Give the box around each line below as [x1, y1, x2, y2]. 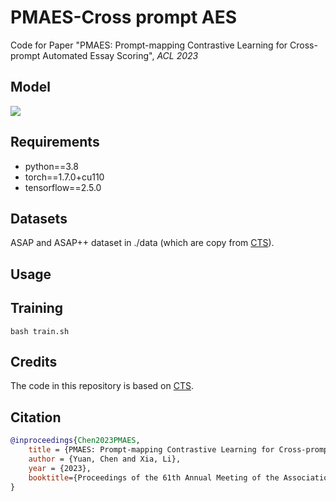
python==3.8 [24, 160, 79, 172]
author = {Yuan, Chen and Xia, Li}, [28, 454, 182, 464]
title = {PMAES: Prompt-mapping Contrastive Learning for [28, 445, 275, 455]
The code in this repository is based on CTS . [10, 380, 194, 392]
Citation [10, 409, 62, 426]
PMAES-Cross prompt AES [10, 6, 238, 29]
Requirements [10, 134, 100, 151]
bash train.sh [10, 326, 70, 336]
